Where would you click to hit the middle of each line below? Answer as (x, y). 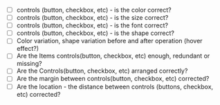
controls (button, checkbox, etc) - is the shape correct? (95, 33)
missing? (29, 64)
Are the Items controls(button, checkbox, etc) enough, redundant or (113, 56)
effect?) (28, 49)
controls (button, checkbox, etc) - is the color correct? (94, 10)
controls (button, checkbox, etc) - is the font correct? (92, 25)
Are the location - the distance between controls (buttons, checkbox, (115, 86)
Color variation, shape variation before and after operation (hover (109, 41)
